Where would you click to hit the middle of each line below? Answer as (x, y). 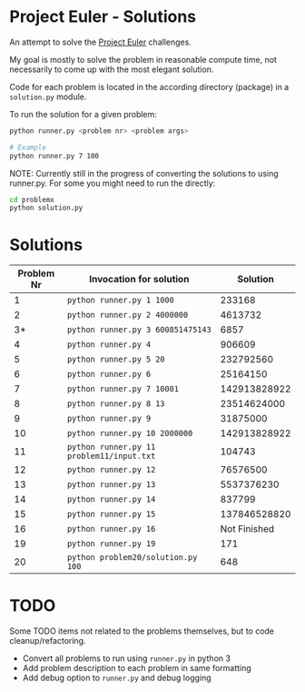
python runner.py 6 (109, 374)
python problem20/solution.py (132, 558)
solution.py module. (48, 97)
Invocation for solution (139, 280)
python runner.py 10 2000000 (130, 433)
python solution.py (46, 208)
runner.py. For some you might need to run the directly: (113, 183)
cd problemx (32, 199)
